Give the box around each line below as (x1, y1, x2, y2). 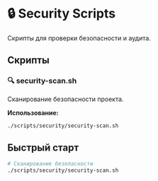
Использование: (7, 108, 59, 117)
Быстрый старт (7, 141, 79, 153)
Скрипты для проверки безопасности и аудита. (7, 33, 151, 42)
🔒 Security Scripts (7, 6, 115, 22)
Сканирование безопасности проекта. (7, 95, 124, 103)
